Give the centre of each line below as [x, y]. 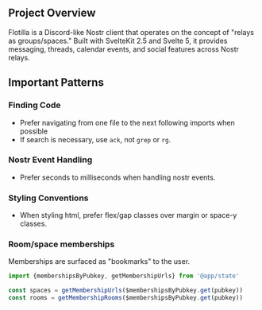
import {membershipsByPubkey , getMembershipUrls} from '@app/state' [124, 276]
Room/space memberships [62, 244]
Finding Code [35, 105]
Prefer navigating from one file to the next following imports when [127, 122]
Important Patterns [56, 83]
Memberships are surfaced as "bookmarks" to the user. [99, 262]
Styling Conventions [48, 198]
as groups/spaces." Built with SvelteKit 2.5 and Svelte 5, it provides [118, 41]
